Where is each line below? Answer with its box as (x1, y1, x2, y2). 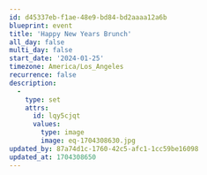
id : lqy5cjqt (32, 111, 81, 120)
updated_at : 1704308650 (9, 152, 97, 162)
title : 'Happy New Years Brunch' (9, 29, 132, 38)
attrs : (25, 103, 49, 112)
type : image (41, 128, 85, 137)
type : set (25, 95, 62, 104)
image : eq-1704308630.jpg (41, 136, 137, 145)
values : (32, 120, 62, 129)
